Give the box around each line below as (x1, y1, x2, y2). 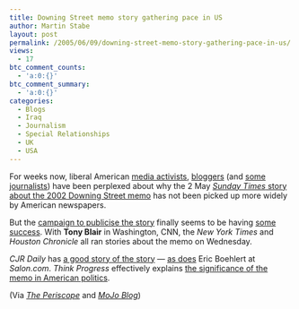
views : (9, 47, 34, 56)
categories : (9, 96, 54, 106)
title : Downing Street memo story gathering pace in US (9, 13, 223, 22)
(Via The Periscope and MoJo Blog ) (9, 289, 142, 300)
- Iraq (17, 113, 42, 122)
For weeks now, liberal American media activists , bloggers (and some (9, 171, 267, 182)
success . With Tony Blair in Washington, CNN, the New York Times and (9, 226, 274, 237)
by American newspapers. (9, 199, 107, 210)
